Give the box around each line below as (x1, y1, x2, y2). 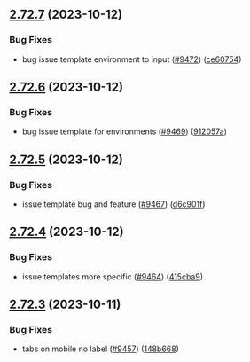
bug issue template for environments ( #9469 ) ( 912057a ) (21, 126, 228, 137)
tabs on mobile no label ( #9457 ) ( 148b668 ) (21, 343, 180, 354)
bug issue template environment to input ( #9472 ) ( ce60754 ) (21, 53, 242, 65)
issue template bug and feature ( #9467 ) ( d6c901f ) (21, 199, 206, 209)
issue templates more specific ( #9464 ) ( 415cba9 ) (21, 271, 204, 282)
